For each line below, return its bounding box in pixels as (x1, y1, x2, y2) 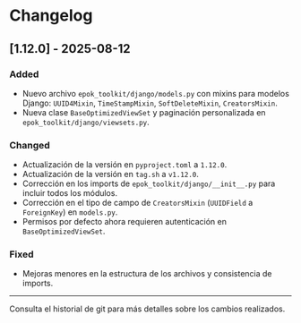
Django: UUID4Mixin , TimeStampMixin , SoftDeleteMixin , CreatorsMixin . (21, 98, 278, 108)
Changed (9, 139, 51, 151)
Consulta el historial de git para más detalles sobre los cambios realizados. (9, 303, 286, 314)
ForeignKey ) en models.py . (21, 207, 118, 217)
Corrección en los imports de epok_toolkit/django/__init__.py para (21, 178, 276, 189)
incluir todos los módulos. (21, 188, 118, 199)
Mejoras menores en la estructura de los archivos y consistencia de (21, 268, 272, 279)
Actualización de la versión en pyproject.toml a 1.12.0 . (21, 159, 228, 170)
